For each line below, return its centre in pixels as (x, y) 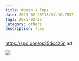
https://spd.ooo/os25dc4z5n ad (39, 43)
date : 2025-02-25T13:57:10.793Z (39, 15)
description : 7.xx (25, 29)
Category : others (24, 24)
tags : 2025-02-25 (24, 19)
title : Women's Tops (27, 10)
